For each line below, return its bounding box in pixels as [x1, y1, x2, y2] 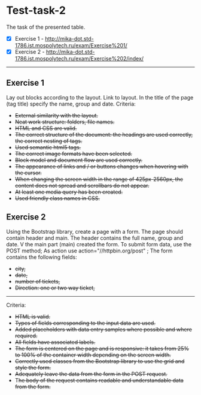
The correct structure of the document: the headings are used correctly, [14, 131, 193, 138]
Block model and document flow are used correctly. [14, 156, 143, 164]
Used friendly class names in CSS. [14, 194, 100, 201]
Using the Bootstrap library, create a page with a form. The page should [6, 228, 184, 235]
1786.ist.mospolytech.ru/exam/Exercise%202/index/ [14, 55, 144, 62]
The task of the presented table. [6, 23, 86, 31]
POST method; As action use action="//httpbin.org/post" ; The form [6, 247, 173, 254]
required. [14, 332, 38, 339]
